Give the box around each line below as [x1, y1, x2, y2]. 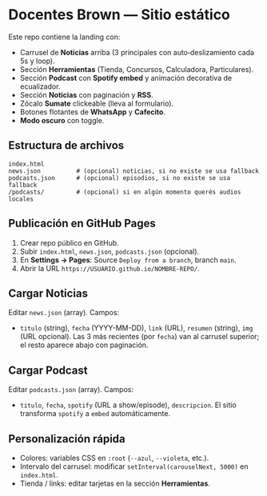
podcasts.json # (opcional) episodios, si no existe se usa [8, 174, 230, 182]
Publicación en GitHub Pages [8, 217, 156, 230]
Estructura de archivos [8, 138, 125, 153]
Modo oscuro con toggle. [19, 115, 105, 125]
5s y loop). [19, 56, 55, 66]
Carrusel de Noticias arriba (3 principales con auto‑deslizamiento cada [19, 47, 254, 57]
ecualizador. [19, 82, 61, 91]
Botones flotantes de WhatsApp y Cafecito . [19, 106, 166, 117]
